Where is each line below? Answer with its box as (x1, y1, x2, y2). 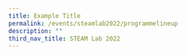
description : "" (8, 27, 63, 35)
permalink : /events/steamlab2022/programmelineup (8, 19, 179, 27)
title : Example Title (8, 11, 81, 20)
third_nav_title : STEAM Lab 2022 (8, 34, 121, 43)
